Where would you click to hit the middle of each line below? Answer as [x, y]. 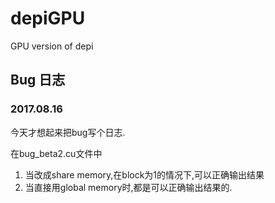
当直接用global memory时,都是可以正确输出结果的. [128, 187]
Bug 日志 [38, 80]
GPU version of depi [52, 46]
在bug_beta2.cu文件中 [56, 153]
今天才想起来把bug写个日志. [68, 132]
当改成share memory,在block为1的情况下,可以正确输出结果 [144, 174]
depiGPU [48, 18]
